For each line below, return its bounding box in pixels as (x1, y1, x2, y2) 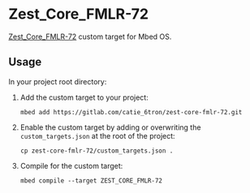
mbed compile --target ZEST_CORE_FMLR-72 (19, 176, 162, 185)
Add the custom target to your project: (19, 92, 149, 102)
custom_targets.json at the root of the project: (19, 131, 176, 140)
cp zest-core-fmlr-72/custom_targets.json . (19, 147, 174, 155)
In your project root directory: (8, 76, 107, 86)
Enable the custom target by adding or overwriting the (19, 122, 201, 132)
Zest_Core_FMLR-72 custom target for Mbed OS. (8, 32, 172, 41)
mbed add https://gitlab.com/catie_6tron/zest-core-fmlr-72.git (19, 108, 243, 116)
